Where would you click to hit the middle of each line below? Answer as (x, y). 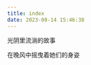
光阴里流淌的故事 (31, 40)
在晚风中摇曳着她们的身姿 (43, 55)
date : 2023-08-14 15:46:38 (46, 20)
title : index (26, 13)
